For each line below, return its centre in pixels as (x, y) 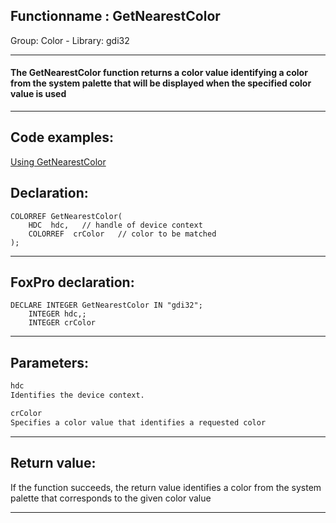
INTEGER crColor (62, 323)
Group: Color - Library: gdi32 (70, 40)
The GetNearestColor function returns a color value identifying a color (159, 73)
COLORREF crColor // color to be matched (122, 234)
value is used (38, 94)
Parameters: (49, 362)
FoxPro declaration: (72, 282)
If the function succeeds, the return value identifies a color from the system (166, 487)
